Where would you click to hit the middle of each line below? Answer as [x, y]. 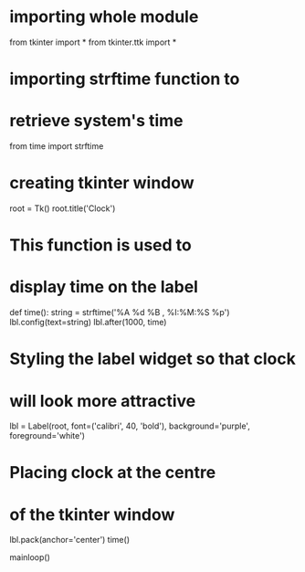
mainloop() [30, 557]
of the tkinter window [92, 514]
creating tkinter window [102, 183]
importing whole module [104, 17]
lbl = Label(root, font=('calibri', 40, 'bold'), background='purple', [130, 426]
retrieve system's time [97, 121]
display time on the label [104, 287]
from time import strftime [57, 146]
